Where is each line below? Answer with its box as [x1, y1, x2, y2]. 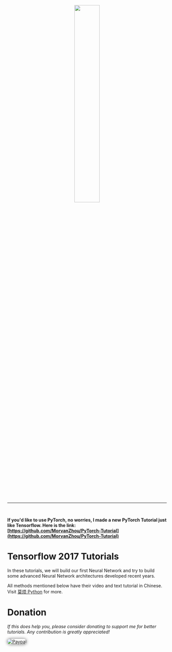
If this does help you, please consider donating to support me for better [7, 623, 157, 629]
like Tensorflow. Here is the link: [7, 523, 76, 528]
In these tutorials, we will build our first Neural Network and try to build [7, 567, 155, 574]
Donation [7, 607, 47, 618]
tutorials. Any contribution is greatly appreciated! [7, 629, 110, 635]
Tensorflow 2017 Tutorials [7, 551, 119, 562]
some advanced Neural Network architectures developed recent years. [7, 573, 155, 579]
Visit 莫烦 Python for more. [7, 588, 63, 594]
